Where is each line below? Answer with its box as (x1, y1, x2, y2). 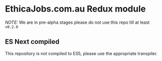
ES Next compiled (5, 38, 59, 46)
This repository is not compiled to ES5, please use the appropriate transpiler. (5, 50, 158, 56)
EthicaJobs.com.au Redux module (5, 3, 146, 15)
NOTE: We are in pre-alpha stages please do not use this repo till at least (5, 19, 150, 25)
